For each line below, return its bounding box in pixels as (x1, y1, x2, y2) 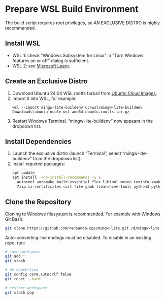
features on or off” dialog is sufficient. (12, 58, 90, 64)
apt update (12, 170, 35, 175)
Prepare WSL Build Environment (5, 3, 139, 15)
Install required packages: (12, 161, 65, 167)
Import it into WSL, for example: (12, 95, 77, 101)
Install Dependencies (5, 137, 71, 146)
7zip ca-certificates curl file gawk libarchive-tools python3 (17, 184, 149, 189)
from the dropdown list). (33, 156, 82, 162)
